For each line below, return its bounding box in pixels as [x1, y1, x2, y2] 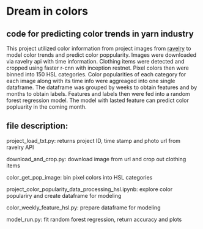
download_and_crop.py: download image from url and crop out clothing [6, 155, 186, 162]
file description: [6, 121, 68, 131]
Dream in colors [6, 4, 89, 18]
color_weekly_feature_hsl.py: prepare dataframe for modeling [6, 203, 161, 211]
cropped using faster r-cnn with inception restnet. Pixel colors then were [6, 64, 190, 71]
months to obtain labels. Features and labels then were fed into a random [6, 90, 191, 97]
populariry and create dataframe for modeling [6, 192, 122, 199]
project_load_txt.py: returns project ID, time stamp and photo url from [6, 137, 181, 144]
